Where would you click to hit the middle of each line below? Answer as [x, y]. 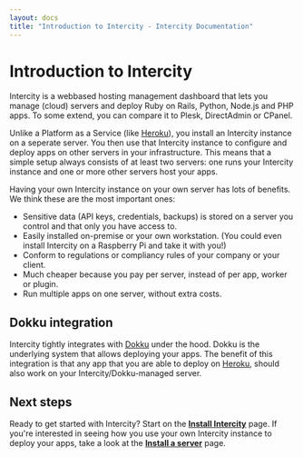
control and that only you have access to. [100, 226]
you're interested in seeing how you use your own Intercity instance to [141, 433]
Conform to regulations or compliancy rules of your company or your [151, 255]
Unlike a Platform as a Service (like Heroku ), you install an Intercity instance [151, 134]
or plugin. [40, 284]
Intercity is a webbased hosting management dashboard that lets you [139, 96]
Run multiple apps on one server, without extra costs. [122, 294]
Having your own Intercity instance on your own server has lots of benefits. [150, 189]
